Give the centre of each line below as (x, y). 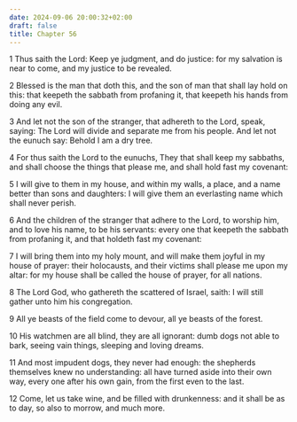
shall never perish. (43, 203)
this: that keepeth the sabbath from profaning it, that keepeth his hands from (148, 95)
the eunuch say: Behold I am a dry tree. (81, 141)
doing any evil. (36, 105)
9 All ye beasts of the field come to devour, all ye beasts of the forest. (136, 319)
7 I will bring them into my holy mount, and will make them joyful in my (137, 256)
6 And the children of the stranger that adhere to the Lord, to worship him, (144, 220)
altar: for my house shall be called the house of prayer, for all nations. (136, 275)
